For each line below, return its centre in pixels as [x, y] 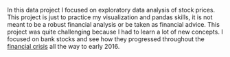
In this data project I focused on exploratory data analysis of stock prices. [111, 10]
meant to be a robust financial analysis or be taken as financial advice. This [113, 24]
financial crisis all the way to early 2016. [64, 46]
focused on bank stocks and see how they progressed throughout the [106, 39]
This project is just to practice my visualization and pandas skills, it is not [110, 17]
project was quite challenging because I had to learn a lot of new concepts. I [115, 32]
